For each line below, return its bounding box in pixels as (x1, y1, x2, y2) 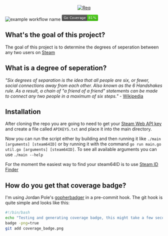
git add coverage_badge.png (5, 225, 64, 231)
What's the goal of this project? (5, 30, 105, 39)
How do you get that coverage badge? (5, 181, 126, 189)
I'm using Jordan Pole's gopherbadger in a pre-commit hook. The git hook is (5, 194, 163, 200)
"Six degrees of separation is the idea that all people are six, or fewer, (5, 77, 150, 83)
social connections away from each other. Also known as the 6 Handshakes (5, 82, 162, 88)
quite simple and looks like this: (5, 200, 70, 206)
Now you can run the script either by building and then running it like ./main (5, 135, 161, 142)
